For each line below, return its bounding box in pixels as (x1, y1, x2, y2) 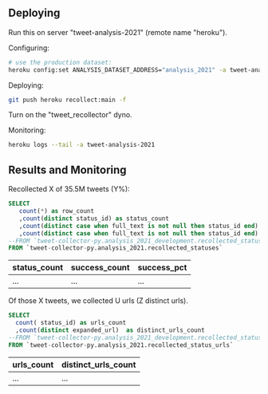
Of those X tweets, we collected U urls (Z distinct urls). (8, 296, 189, 305)
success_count (70, 262, 130, 274)
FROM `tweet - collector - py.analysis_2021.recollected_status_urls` (8, 341, 234, 349)
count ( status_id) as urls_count (15, 319, 127, 327)
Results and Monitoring (8, 163, 127, 176)
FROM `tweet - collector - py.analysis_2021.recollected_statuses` (8, 244, 223, 252)
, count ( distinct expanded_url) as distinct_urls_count (15, 326, 205, 334)
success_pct (137, 262, 187, 274)
